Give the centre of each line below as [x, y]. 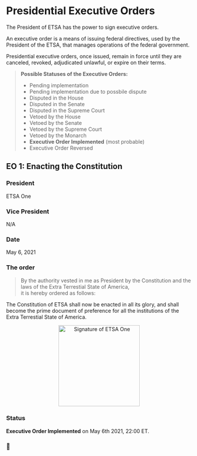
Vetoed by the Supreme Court [65, 129]
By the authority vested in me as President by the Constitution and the [106, 280]
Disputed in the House [56, 98]
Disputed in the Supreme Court [67, 110]
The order [21, 267]
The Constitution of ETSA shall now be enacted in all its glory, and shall [93, 304]
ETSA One [19, 196]
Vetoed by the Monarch [58, 135]
